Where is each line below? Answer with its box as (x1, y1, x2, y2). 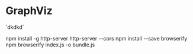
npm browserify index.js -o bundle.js (5, 41, 95, 48)
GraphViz (5, 4, 53, 18)
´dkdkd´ (5, 23, 24, 31)
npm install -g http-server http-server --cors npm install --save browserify (5, 35, 188, 42)
